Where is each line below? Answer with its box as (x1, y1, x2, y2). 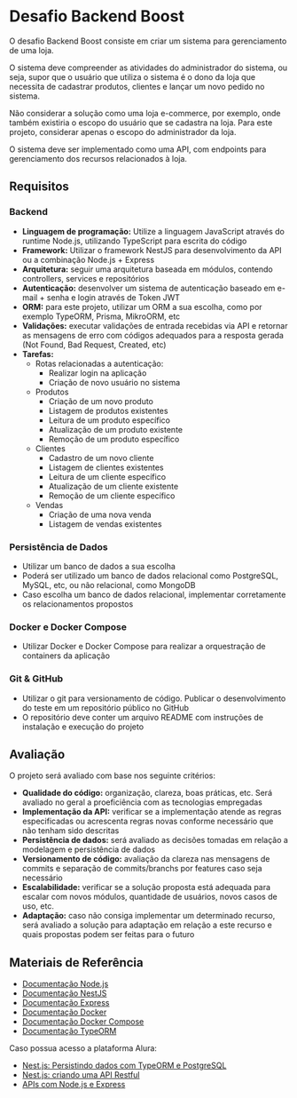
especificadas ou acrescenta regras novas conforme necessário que (21, 816, 274, 827)
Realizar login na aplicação (48, 367, 147, 378)
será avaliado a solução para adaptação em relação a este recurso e (21, 919, 272, 930)
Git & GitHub (9, 672, 64, 685)
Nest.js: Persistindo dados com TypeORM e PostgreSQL (21, 1060, 227, 1071)
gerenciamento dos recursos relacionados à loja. (9, 153, 188, 163)
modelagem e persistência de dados (21, 844, 156, 855)
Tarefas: (21, 348, 54, 359)
